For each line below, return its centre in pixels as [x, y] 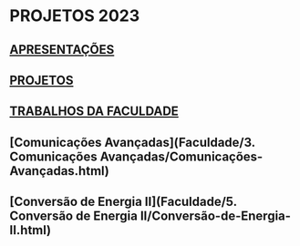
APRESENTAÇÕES [62, 50]
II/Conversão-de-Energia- [216, 216]
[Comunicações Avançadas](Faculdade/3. [132, 142]
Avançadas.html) [59, 171]
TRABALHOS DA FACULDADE [94, 112]
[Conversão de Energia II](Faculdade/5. [123, 202]
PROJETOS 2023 [75, 16]
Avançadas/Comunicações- [181, 156]
